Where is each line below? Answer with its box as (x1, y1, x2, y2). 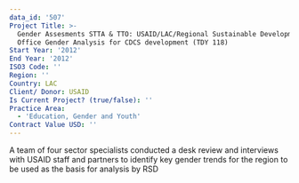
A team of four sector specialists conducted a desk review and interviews (9, 145, 279, 155)
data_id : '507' (9, 12, 66, 22)
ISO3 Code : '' (9, 63, 62, 72)
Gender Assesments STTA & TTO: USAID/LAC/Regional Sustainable (17, 29, 256, 38)
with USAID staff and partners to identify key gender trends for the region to (9, 155, 288, 164)
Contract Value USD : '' (9, 121, 98, 130)
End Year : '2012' (9, 54, 74, 63)
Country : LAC (9, 79, 58, 88)
